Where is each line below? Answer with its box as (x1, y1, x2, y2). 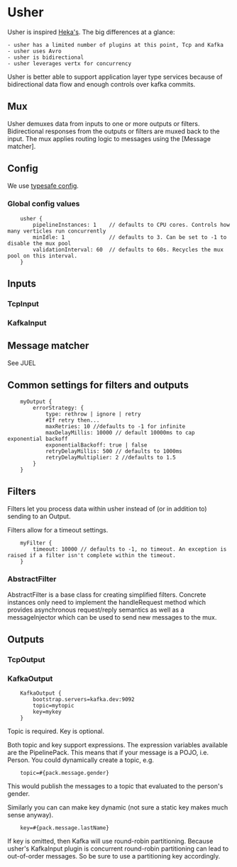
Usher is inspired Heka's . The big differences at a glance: (7, 28, 175, 36)
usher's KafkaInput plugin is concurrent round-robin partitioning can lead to (7, 844, 229, 853)
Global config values (7, 199, 80, 209)
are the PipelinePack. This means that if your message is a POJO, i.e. (7, 749, 209, 757)
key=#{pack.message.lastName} (20, 824, 110, 832)
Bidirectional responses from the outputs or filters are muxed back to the (7, 127, 220, 135)
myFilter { (20, 539, 53, 547)
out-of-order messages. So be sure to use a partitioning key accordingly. (7, 852, 221, 861)
